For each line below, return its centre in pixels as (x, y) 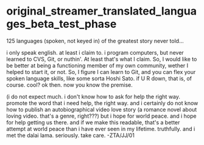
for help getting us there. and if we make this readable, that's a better (93, 122)
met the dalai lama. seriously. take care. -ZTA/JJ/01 (71, 135)
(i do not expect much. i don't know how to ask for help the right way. (93, 96)
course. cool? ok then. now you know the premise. (69, 85)
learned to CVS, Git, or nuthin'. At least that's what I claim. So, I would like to (102, 59)
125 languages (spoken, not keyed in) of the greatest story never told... (95, 41)
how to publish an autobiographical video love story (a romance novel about (102, 109)
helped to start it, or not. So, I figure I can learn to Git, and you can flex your (101, 72)
